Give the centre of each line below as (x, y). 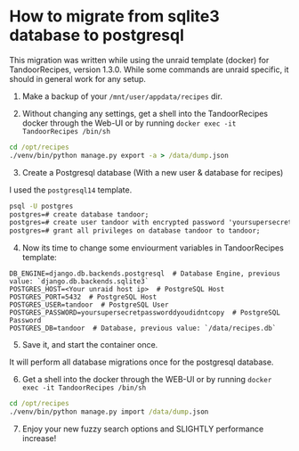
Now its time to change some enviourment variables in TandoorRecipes (153, 248)
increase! (39, 438)
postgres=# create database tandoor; (79, 214)
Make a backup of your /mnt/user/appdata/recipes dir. (122, 96)
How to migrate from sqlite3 (114, 16)
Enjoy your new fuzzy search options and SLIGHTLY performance (143, 429)
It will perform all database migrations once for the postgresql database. (141, 362)
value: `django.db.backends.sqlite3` (79, 282)
